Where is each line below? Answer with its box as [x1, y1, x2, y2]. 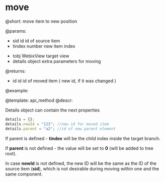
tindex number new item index [12, 43, 75, 49]
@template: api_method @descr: [5, 97, 73, 103]
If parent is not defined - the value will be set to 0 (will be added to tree [5, 145, 153, 151]
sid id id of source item [12, 37, 60, 44]
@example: [5, 87, 29, 93]
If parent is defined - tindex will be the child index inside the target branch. [5, 135, 160, 141]
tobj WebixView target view [12, 52, 69, 59]
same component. [5, 171, 43, 177]
